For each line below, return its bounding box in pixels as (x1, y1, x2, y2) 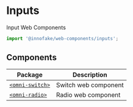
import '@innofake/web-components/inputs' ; (6, 35, 119, 41)
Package (16, 71, 43, 79)
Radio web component (56, 91, 121, 99)
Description (72, 71, 108, 79)
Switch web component (56, 80, 124, 89)
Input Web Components (6, 24, 66, 31)
